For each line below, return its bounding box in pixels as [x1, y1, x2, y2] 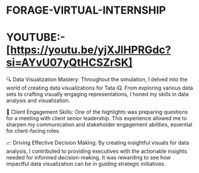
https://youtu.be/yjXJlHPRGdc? [10, 43, 171, 57]
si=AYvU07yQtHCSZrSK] [6, 56, 132, 69]
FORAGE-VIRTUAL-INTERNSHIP [6, 4, 166, 17]
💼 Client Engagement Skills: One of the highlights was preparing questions [6, 108, 188, 116]
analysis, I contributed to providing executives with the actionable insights [6, 148, 187, 155]
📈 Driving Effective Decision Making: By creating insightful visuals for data [6, 139, 189, 146]
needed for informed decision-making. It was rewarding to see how [6, 154, 171, 161]
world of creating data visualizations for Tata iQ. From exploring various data [6, 84, 193, 92]
